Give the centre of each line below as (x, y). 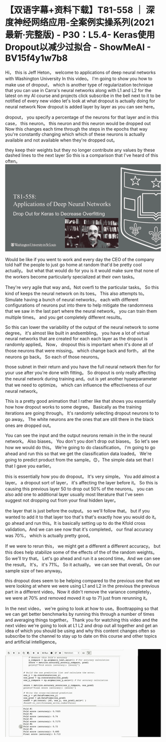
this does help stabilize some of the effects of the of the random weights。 (81, 553)
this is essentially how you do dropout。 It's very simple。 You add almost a (82, 477)
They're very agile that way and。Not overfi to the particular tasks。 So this (82, 287)
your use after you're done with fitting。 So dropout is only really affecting (81, 373)
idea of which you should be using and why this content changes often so (80, 631)
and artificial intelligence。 (32, 642)
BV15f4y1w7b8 (37, 58)
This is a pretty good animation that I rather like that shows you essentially (81, 401)
